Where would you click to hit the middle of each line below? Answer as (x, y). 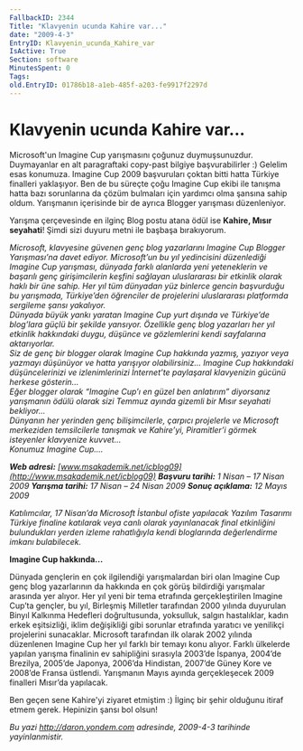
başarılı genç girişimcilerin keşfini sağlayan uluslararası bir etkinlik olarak (146, 276)
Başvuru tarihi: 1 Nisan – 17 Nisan (221, 476)
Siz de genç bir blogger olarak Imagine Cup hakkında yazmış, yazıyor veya (149, 352)
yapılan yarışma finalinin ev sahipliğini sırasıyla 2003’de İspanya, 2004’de (146, 653)
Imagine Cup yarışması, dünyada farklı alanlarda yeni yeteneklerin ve (139, 267)
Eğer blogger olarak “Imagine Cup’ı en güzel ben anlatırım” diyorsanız (140, 391)
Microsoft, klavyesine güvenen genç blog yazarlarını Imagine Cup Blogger (147, 247)
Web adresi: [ (35, 466)
